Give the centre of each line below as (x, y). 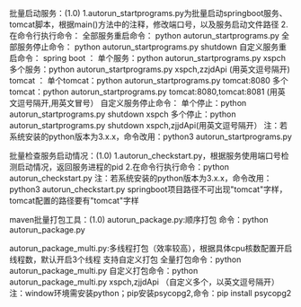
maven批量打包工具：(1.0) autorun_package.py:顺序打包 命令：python (139, 219)
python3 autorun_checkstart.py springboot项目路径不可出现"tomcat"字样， (148, 189)
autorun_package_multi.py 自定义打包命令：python (104, 271)
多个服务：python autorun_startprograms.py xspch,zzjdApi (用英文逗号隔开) (150, 69)
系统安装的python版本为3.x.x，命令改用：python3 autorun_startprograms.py (150, 136)
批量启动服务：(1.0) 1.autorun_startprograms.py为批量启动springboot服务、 (148, 13)
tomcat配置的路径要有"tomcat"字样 (74, 201)
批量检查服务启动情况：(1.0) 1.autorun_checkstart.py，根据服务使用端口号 (145, 156)
